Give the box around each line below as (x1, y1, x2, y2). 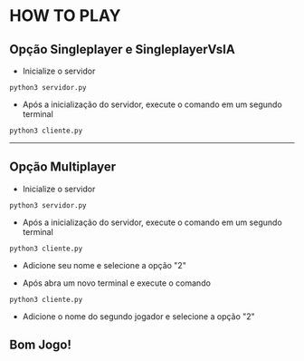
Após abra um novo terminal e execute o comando (22, 278, 211, 288)
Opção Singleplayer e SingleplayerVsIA (9, 42, 235, 57)
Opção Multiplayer (9, 160, 117, 175)
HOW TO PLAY (9, 5, 121, 26)
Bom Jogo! (9, 337, 72, 353)
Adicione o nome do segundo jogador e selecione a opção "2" (22, 310, 255, 322)
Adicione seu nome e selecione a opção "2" (22, 259, 187, 270)
